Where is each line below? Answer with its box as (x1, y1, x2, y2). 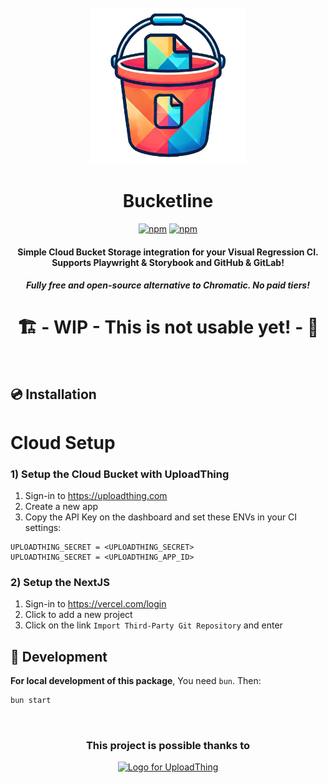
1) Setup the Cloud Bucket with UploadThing (10, 467, 230, 481)
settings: (24, 521, 62, 533)
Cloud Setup (10, 431, 116, 454)
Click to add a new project (24, 609, 133, 621)
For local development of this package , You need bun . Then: (10, 675, 262, 687)
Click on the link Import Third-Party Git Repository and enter (24, 619, 283, 631)
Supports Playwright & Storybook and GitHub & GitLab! (51, 256, 285, 268)
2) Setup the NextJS (10, 575, 110, 589)
